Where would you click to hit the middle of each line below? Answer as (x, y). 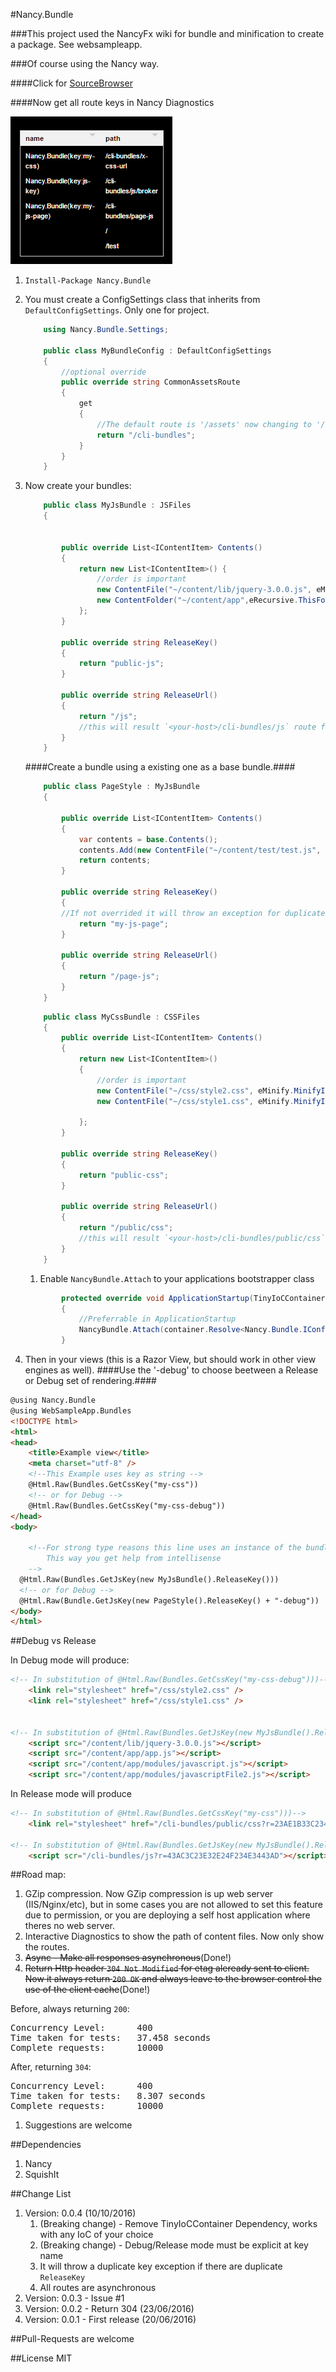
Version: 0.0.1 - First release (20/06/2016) (110, 2320)
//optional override (104, 372)
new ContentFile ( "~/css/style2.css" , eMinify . (195, 1090)
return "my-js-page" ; (123, 924)
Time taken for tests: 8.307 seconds (108, 2096)
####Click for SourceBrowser (71, 83)
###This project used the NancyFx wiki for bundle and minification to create (167, 33)
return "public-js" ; (121, 664)
